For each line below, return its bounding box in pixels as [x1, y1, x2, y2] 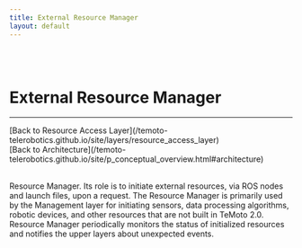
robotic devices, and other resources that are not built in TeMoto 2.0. [9, 209, 264, 220]
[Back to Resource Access [9, 125, 108, 136]
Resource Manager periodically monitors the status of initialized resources [9, 219, 285, 230]
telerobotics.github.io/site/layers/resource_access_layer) [9, 135, 220, 146]
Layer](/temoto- [109, 125, 168, 136]
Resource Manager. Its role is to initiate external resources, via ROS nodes [9, 181, 284, 191]
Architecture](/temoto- [41, 145, 127, 155]
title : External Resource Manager [9, 13, 139, 22]
